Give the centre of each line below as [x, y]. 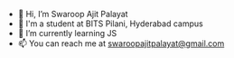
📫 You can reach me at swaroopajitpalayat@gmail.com [121, 43]
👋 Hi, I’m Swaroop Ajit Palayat [73, 14]
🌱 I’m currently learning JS [67, 33]
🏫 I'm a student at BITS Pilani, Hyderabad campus [110, 24]
